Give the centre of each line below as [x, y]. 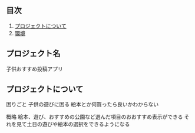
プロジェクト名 [33, 54]
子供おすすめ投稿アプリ [34, 69]
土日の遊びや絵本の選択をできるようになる [78, 124]
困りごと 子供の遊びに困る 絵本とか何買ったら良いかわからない [82, 104]
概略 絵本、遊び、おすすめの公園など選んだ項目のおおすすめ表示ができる [95, 117]
